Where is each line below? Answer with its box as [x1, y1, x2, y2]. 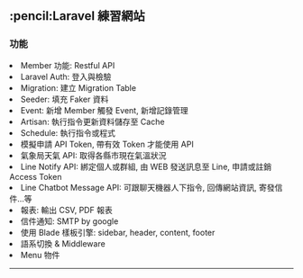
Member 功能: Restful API [21, 59, 115, 70]
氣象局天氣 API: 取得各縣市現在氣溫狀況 [21, 149, 167, 160]
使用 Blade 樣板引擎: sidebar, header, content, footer [21, 227, 216, 238]
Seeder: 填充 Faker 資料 [21, 94, 109, 104]
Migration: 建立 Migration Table [21, 82, 137, 93]
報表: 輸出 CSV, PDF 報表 [21, 204, 113, 215]
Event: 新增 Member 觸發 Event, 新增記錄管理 [21, 104, 188, 115]
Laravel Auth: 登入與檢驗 [21, 71, 112, 82]
